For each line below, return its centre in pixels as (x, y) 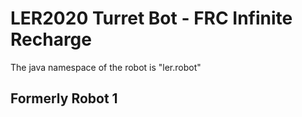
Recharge (51, 39)
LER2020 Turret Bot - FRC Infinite (151, 18)
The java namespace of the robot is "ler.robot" (106, 67)
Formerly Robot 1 (64, 98)
